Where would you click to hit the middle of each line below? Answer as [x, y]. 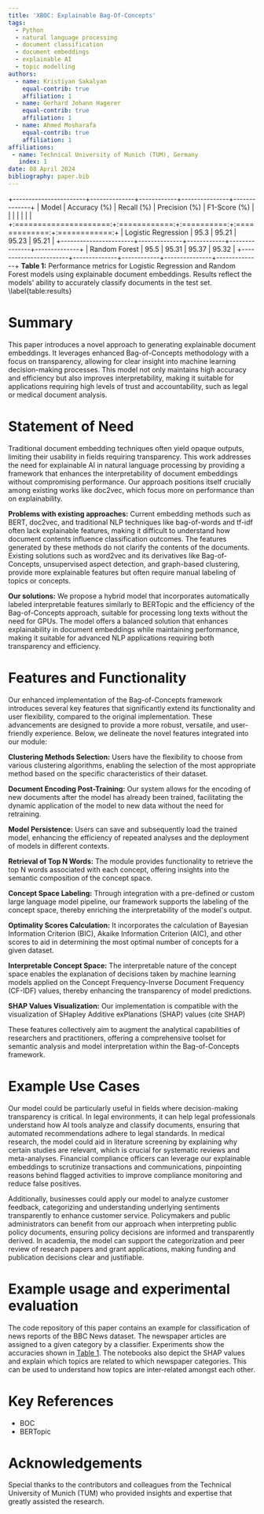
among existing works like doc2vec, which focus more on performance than [131, 490]
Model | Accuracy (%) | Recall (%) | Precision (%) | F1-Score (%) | [147, 207]
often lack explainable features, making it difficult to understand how [119, 530]
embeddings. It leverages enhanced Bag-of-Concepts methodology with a [128, 353]
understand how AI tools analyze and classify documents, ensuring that [124, 1125]
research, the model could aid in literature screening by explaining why [123, 1142]
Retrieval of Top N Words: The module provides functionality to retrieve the [131, 861]
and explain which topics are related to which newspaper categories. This [128, 1361]
